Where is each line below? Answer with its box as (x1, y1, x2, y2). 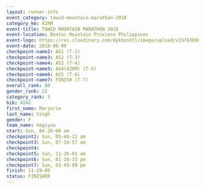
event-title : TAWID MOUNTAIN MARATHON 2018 (6, 26, 119, 32)
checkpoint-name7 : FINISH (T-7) (6, 77, 88, 83)
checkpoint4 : (6, 144, 40, 151)
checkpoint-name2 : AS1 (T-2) (6, 49, 81, 55)
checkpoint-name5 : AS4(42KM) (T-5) (6, 65, 97, 72)
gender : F (6, 116, 32, 123)
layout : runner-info (6, 9, 59, 15)
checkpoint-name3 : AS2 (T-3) (6, 54, 81, 60)
